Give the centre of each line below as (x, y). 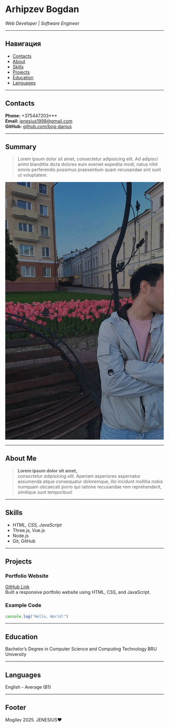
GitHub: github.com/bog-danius (38, 126)
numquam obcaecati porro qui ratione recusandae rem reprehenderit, (90, 487)
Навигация (23, 44)
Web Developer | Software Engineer (42, 23)
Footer (16, 708)
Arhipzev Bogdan (42, 9)
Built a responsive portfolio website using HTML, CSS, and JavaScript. (78, 592)
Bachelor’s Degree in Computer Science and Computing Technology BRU (81, 649)
